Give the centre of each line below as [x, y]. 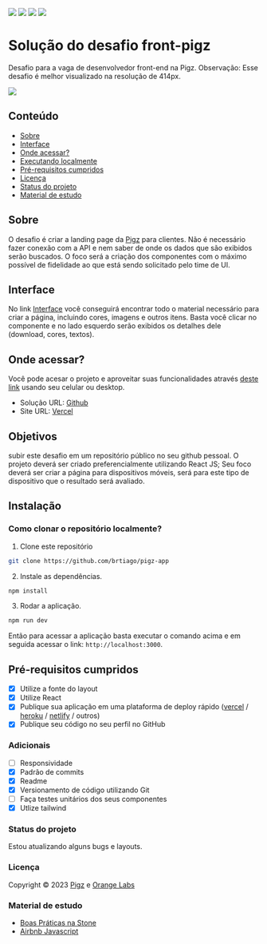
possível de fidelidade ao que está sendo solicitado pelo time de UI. [119, 264]
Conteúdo [33, 116]
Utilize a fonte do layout [59, 689]
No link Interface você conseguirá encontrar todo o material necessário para [134, 309]
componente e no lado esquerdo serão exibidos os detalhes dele [115, 326]
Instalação [35, 506]
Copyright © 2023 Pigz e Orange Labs [72, 885]
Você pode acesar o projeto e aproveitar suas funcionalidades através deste [133, 379]
